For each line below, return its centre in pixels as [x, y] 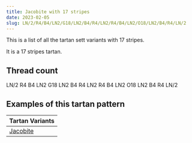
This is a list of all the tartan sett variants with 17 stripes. [76, 40]
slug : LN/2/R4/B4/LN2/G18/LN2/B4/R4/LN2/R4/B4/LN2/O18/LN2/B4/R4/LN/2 [96, 23]
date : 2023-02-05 [28, 17]
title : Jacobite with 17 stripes [48, 12]
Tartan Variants [32, 121]
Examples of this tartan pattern [65, 104]
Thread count [32, 71]
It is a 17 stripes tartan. [34, 52]
